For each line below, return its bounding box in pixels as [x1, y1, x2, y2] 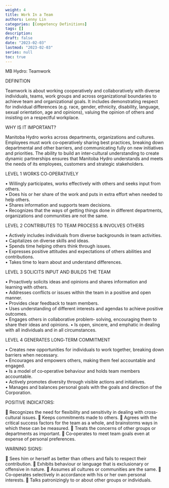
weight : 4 [5, 7, 26, 13]
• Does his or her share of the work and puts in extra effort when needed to [5, 191, 163, 198]
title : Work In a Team [5, 12, 53, 17]
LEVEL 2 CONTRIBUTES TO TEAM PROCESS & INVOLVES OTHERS [5, 223, 145, 229]
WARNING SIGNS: [5, 446, 43, 452]
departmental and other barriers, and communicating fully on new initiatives [5, 145, 163, 151]
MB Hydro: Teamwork [5, 68, 51, 74]
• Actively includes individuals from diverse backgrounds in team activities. [5, 232, 162, 238]
